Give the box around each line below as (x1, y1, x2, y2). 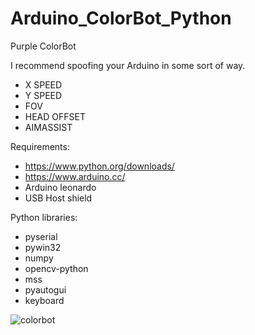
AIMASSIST (24, 121, 73, 133)
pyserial (24, 230, 58, 242)
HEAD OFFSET (24, 110, 86, 122)
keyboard (24, 294, 65, 306)
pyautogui (24, 283, 67, 296)
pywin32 (24, 241, 62, 253)
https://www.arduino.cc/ (24, 170, 126, 182)
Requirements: (10, 140, 70, 152)
